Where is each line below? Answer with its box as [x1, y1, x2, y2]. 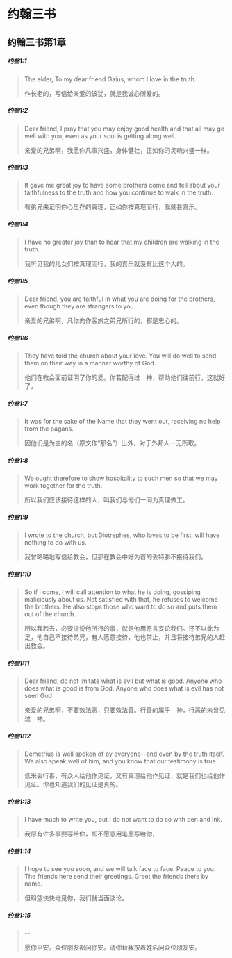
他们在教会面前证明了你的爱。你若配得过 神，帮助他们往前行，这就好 [24, 373, 226, 382]
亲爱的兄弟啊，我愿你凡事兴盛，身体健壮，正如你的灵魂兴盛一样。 [24, 146, 213, 154]
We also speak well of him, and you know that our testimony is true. [24, 757, 218, 766]
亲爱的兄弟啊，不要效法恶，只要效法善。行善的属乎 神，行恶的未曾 [24, 706, 219, 714]
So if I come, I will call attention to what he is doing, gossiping [24, 588, 201, 596]
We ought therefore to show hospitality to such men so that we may [24, 474, 218, 483]
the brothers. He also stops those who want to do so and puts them [24, 602, 217, 611]
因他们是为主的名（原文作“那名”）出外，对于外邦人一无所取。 [24, 439, 201, 447]
